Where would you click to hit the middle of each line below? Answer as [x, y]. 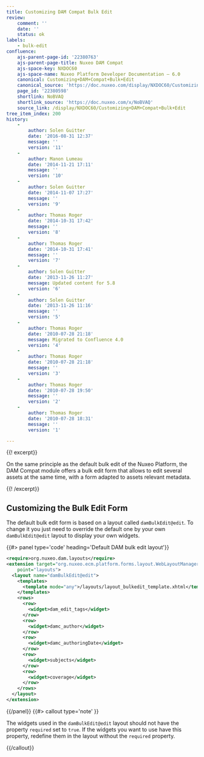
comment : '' [32, 23]
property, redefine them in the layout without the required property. [91, 736]
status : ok [31, 35]
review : [16, 18]
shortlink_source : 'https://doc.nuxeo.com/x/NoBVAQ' [85, 102]
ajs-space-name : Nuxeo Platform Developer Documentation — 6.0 [99, 74]
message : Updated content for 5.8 [72, 283]
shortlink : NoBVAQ [40, 97]
